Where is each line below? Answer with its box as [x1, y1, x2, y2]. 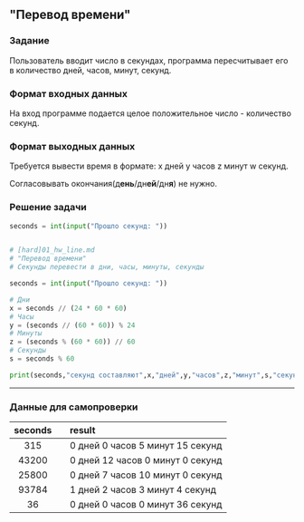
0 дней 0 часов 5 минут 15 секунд [69, 440, 223, 452]
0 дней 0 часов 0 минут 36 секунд [69, 498, 223, 511]
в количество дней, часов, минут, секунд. [9, 64, 172, 75]
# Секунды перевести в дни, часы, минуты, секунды [9, 263, 204, 272]
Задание [9, 34, 50, 47]
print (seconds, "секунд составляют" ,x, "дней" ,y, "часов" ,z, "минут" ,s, [9, 371, 273, 380]
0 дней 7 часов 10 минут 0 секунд [69, 469, 223, 481]
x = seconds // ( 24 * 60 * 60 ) [9, 304, 128, 313]
